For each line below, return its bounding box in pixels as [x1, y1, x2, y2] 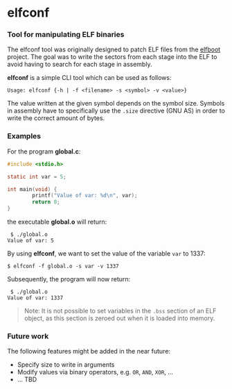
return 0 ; [32, 199, 60, 206]
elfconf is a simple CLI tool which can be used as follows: [7, 74, 172, 82]
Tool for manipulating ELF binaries [7, 30, 125, 40]
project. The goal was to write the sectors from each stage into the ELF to [7, 53, 217, 61]
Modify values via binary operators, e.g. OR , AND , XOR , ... [17, 368, 173, 376]
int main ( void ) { [7, 185, 57, 192]
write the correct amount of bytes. [7, 114, 105, 122]
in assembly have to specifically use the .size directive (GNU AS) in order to [7, 106, 225, 115]
